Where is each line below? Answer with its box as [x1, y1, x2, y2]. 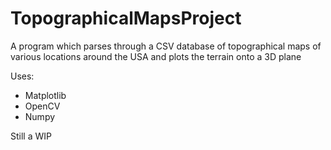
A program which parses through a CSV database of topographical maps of [10, 40, 322, 52]
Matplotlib [24, 89, 67, 101]
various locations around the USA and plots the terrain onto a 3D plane [10, 50, 302, 62]
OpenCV [24, 100, 61, 112]
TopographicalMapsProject [10, 7, 242, 30]
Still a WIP [10, 130, 52, 142]
